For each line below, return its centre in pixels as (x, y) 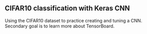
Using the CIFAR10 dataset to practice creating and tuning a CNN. (73, 20)
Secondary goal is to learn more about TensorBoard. (60, 26)
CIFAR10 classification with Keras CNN (67, 8)
